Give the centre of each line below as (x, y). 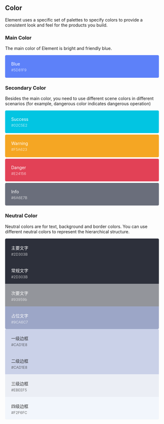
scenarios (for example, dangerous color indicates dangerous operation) (78, 104)
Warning (20, 143)
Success (20, 119)
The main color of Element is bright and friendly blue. (59, 48)
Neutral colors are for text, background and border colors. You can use (76, 226)
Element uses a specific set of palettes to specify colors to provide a (74, 20)
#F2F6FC (20, 413)
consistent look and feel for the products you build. (56, 25)
